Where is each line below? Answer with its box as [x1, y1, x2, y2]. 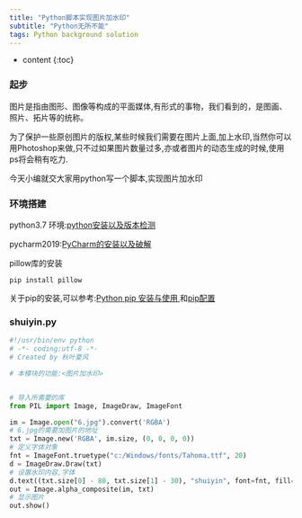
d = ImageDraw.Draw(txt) [9, 460, 102, 469]
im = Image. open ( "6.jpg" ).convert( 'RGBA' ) [9, 417, 171, 427]
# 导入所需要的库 [9, 393, 65, 402]
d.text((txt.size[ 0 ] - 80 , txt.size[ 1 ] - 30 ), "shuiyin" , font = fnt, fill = [9, 476, 296, 486]
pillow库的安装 [9, 257, 63, 268]
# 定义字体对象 [9, 442, 58, 452]
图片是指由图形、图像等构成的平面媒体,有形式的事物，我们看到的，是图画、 [9, 101, 288, 112]
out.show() [9, 501, 50, 511]
